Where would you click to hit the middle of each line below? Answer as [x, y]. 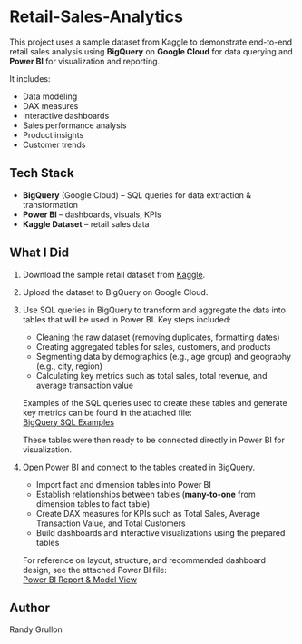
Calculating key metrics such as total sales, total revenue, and [151, 375]
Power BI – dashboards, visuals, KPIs [92, 214]
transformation [50, 204]
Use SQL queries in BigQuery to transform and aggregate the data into [154, 310]
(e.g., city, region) [69, 366]
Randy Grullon [36, 629]
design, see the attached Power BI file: [95, 570]
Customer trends [54, 144]
